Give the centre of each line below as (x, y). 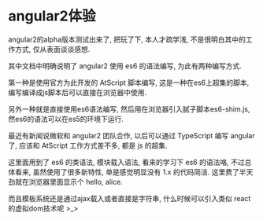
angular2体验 (52, 16)
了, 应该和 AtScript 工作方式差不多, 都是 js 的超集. (88, 145)
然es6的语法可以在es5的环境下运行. (66, 119)
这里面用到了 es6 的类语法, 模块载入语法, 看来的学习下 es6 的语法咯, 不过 (127, 162)
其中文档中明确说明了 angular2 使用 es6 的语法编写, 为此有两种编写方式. (125, 66)
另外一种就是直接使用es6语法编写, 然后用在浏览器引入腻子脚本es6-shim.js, (129, 109)
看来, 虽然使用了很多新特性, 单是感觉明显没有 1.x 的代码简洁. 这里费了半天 (134, 172)
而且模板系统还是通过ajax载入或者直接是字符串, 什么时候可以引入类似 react (130, 198)
